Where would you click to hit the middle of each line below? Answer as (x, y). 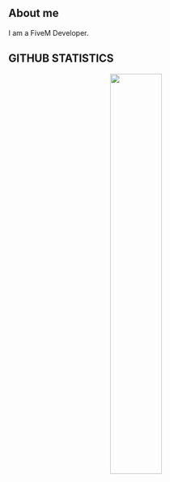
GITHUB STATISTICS (61, 59)
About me (34, 13)
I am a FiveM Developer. (49, 32)
